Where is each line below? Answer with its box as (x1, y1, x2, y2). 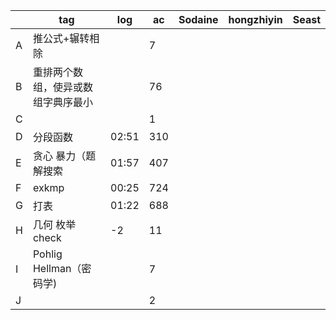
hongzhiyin (228, 13, 283, 26)
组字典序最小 (32, 95, 93, 109)
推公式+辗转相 (32, 32, 100, 45)
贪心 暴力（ (32, 149, 87, 163)
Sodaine (178, 13, 219, 26)
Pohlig (32, 247, 63, 261)
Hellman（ (32, 262, 82, 275)
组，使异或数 (32, 80, 93, 94)
